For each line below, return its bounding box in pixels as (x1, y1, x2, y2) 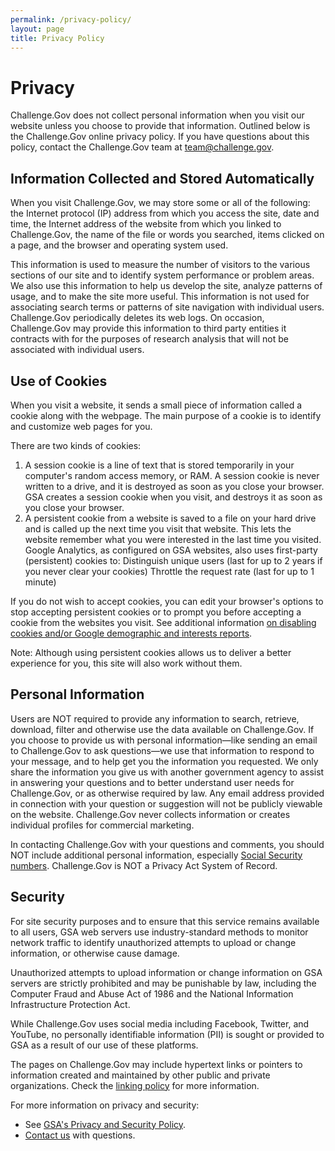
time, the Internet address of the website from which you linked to (10, 218, 282, 230)
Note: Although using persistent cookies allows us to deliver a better (10, 646, 292, 658)
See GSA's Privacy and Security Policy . (24, 1118, 187, 1130)
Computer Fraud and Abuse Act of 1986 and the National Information (10, 987, 294, 1000)
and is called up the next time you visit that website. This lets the (24, 522, 292, 535)
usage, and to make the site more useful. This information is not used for (10, 291, 310, 303)
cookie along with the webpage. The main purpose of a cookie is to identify (10, 409, 322, 421)
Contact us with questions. (24, 1129, 136, 1141)
